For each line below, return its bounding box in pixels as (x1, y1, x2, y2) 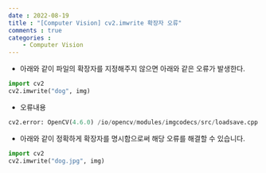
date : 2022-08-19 (8, 11, 69, 20)
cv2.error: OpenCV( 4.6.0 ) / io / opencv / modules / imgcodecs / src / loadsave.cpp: (8, 118, 262, 126)
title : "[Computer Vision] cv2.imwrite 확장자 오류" (8, 19, 182, 27)
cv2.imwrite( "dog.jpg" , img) (8, 156, 105, 165)
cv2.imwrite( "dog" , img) (8, 87, 91, 95)
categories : (8, 33, 52, 42)
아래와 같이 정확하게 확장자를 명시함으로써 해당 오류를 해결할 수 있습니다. (19, 133, 245, 143)
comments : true (8, 26, 62, 34)
